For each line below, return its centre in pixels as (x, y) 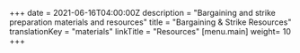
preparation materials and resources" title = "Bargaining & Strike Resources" (150, 22)
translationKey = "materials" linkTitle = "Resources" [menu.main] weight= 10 (150, 31)
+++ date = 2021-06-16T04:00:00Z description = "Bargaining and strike (142, 13)
